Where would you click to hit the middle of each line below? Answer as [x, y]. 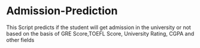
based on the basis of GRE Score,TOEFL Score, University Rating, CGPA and [100, 33]
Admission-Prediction [62, 11]
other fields [20, 40]
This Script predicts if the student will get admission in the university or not [99, 27]
